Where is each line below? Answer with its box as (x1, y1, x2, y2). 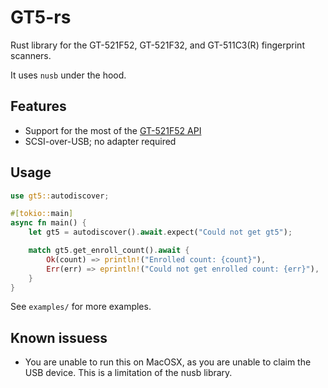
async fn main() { (10, 218, 87, 228)
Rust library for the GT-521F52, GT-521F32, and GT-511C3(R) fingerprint (10, 39, 305, 51)
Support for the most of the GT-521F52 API (24, 124, 202, 136)
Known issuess (10, 329, 108, 346)
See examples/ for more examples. (10, 301, 152, 313)
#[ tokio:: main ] (10, 209, 74, 219)
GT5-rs (10, 6, 72, 29)
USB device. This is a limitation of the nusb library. (24, 367, 233, 379)
